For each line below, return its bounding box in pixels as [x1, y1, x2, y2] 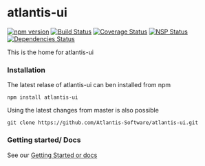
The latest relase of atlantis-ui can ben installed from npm [7, 81, 171, 89]
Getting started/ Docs [7, 135, 81, 145]
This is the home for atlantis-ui [7, 48, 94, 56]
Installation [7, 65, 46, 75]
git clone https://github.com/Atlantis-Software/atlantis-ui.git [7, 119, 198, 126]
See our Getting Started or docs [7, 151, 98, 159]
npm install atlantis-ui [7, 94, 78, 101]
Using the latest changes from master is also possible [7, 106, 160, 115]
